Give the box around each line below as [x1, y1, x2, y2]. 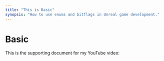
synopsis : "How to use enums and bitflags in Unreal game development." [5, 12, 160, 17]
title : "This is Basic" [5, 7, 55, 12]
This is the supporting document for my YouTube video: [5, 50, 120, 56]
